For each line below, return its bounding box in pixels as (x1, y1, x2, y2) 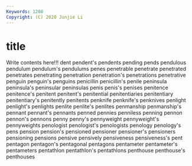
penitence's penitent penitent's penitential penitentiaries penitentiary (6, 90, 174, 97)
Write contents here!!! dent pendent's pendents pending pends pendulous (6, 59, 187, 66)
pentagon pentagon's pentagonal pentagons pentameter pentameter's (6, 141, 178, 148)
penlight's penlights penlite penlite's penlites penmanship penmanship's (6, 103, 182, 110)
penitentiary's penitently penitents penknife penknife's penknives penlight (6, 97, 186, 104)
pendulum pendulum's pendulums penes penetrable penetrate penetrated (6, 66, 187, 73)
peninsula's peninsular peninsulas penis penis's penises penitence (6, 84, 168, 92)
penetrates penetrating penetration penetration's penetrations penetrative (6, 71, 186, 79)
